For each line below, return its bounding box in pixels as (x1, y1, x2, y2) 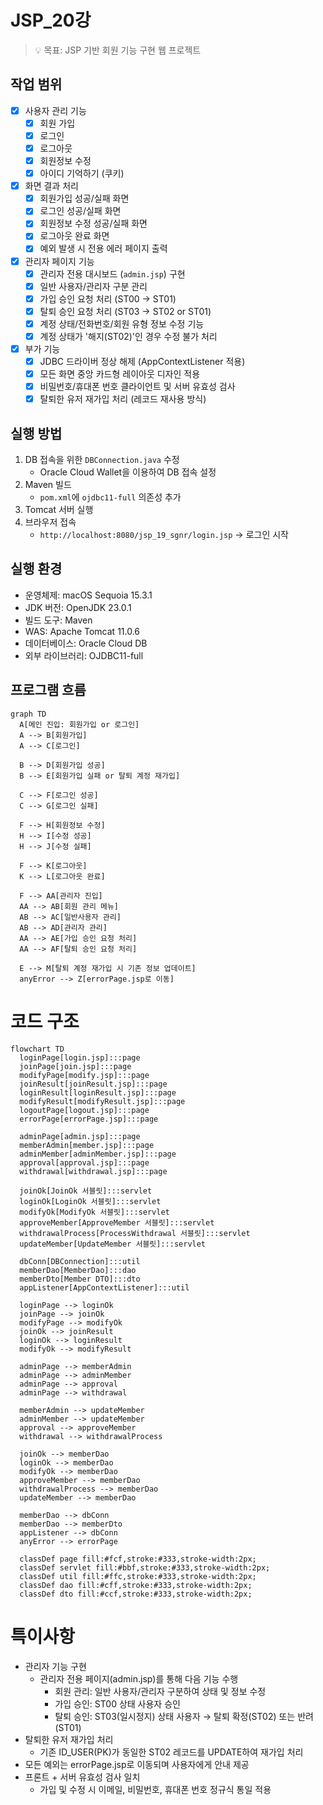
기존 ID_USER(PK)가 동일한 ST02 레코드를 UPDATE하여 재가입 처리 (39, 1746, 304, 1758)
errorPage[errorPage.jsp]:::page (19, 1114, 159, 1124)
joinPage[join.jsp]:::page (19, 1061, 132, 1071)
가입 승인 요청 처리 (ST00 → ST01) (39, 292, 177, 305)
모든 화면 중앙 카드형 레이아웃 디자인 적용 (39, 368, 201, 380)
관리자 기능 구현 (24, 1660, 87, 1672)
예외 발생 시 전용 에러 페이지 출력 (39, 242, 168, 255)
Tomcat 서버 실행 (24, 504, 94, 516)
